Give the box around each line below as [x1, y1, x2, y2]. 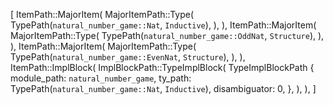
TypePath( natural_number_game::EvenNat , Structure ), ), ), [10, 51, 246, 63]
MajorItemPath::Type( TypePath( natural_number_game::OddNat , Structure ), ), [10, 30, 325, 41]
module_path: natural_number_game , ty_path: [10, 72, 192, 84]
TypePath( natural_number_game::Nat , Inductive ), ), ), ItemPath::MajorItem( [10, 19, 317, 31]
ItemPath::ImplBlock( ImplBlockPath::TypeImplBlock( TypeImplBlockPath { [10, 62, 315, 73]
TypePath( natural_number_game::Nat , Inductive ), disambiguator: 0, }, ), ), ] [10, 83, 317, 94]
